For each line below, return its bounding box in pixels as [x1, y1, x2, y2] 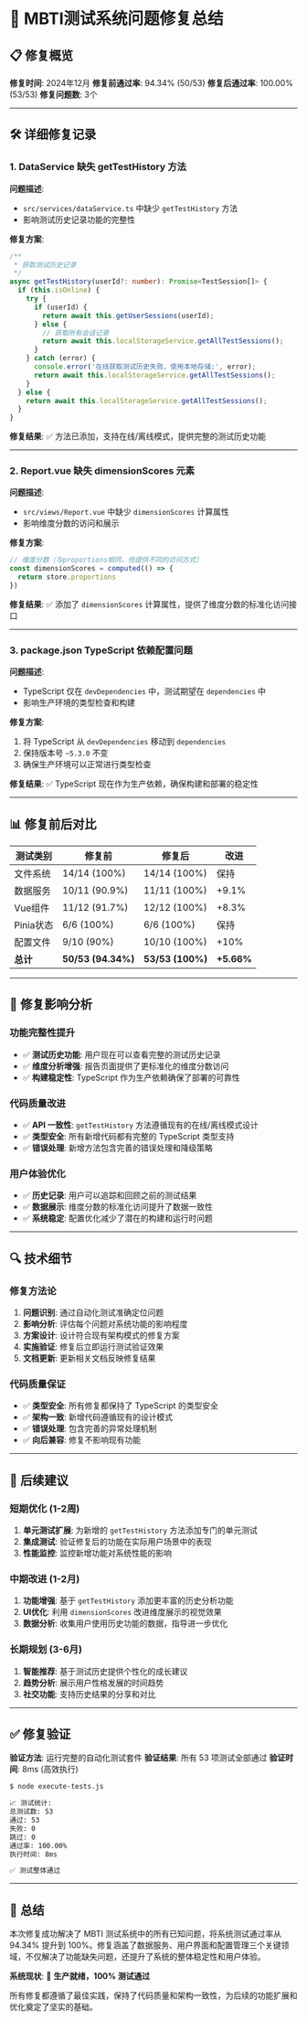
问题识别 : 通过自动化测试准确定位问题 [22, 1307, 164, 1318]
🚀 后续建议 [9, 1472, 69, 1488]
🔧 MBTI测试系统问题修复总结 [9, 8, 224, 29]
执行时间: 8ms [9, 1849, 58, 1859]
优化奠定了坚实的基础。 [9, 2002, 98, 2013]
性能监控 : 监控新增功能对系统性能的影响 [22, 1547, 172, 1559]
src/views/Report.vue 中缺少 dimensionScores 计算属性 [22, 507, 230, 518]
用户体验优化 [9, 1168, 67, 1180]
